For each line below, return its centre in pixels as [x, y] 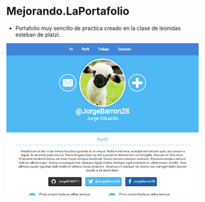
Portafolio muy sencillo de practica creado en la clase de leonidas [98, 28]
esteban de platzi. [38, 34]
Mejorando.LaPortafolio [68, 11]
